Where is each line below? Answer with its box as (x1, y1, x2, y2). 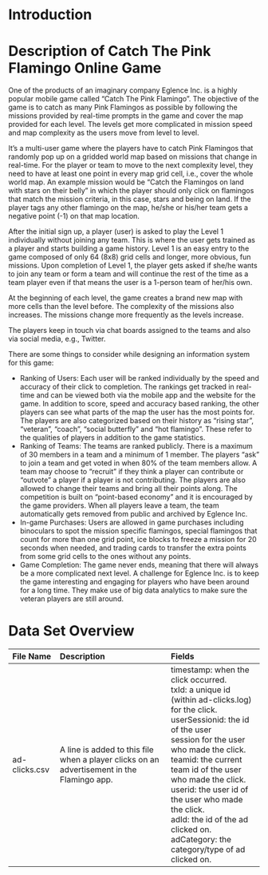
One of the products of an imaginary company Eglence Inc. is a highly (8, 85, 238, 95)
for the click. (171, 704, 218, 715)
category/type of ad (171, 844, 246, 855)
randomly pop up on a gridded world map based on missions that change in (8, 152, 258, 161)
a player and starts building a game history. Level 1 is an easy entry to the (8, 243, 250, 253)
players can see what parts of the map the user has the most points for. (19, 407, 255, 417)
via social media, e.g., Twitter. (8, 334, 106, 344)
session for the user (171, 734, 246, 746)
